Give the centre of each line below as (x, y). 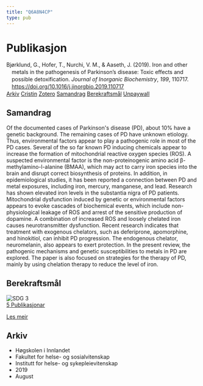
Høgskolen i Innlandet (42, 351)
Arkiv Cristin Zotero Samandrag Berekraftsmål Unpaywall (78, 94)
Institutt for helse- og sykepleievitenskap (66, 363)
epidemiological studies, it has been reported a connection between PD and (101, 180)
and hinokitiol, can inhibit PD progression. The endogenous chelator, (92, 238)
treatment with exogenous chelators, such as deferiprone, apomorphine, (97, 232)
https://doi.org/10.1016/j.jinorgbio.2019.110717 (68, 87)
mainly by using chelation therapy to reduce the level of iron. (82, 264)
